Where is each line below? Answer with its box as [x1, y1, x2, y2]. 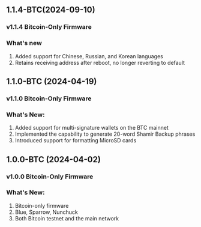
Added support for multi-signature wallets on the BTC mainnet [14, 124, 169, 132]
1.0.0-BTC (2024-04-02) [6, 154, 101, 165]
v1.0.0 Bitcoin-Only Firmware [6, 172, 94, 181]
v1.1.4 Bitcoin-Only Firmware [6, 23, 92, 31]
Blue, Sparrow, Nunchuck [14, 208, 78, 216]
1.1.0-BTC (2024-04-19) [6, 76, 97, 86]
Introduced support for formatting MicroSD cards [14, 137, 137, 144]
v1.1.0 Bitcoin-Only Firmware [6, 94, 92, 103]
